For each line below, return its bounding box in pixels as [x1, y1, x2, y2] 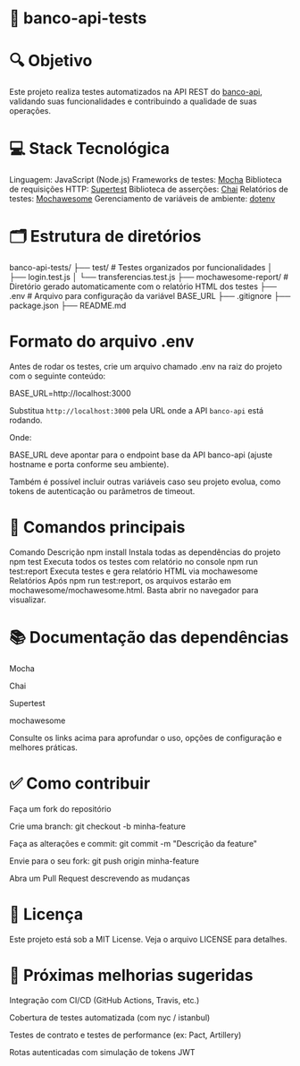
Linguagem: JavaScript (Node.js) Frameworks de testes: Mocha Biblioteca [9, 175, 283, 185]
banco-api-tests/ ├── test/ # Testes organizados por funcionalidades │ [9, 262, 273, 272]
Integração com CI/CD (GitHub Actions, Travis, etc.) [9, 994, 200, 1005]
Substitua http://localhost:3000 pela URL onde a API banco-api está [9, 405, 264, 415]
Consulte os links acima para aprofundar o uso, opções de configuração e [9, 732, 283, 743]
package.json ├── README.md [9, 300, 127, 311]
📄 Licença [9, 904, 84, 925]
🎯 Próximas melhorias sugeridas [9, 965, 254, 985]
